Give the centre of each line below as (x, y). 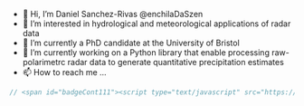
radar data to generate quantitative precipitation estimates (176, 62)
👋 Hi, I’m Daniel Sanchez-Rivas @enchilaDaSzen (113, 14)
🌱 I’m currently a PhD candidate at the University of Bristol (131, 43)
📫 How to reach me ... (64, 72)
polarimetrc (44, 62)
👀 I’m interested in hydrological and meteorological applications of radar (157, 24)
